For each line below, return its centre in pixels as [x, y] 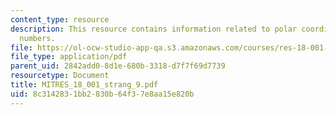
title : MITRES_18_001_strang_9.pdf [84, 85]
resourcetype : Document [60, 76]
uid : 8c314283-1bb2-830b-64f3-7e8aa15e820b [102, 94]
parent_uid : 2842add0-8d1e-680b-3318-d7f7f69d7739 [118, 66]
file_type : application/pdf [69, 57]
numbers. [37, 38]
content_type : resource [60, 19]
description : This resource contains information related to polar [154, 29]
